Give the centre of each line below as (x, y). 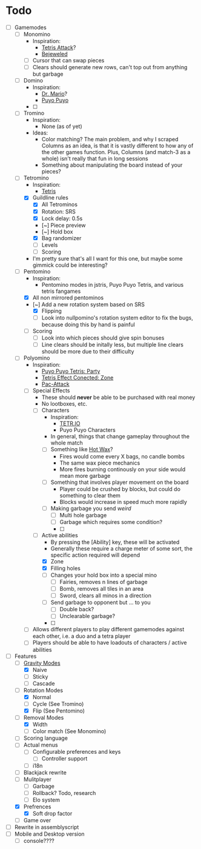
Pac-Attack (56, 384)
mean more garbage (85, 475)
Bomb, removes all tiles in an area (101, 589)
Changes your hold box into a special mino (104, 575)
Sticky (40, 676)
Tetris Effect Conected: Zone (77, 378)
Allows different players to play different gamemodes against (108, 629)
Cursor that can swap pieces (68, 61)
